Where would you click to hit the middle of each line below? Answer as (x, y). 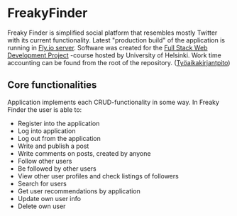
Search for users (42, 183)
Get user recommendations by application (79, 191)
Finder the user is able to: (45, 109)
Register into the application (59, 123)
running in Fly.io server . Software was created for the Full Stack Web (108, 47)
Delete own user (42, 206)
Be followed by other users (57, 169)
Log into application (46, 131)
